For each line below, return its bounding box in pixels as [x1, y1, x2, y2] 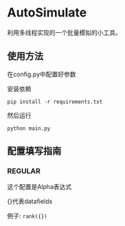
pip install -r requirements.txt [7, 98, 103, 105]
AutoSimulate [7, 5, 87, 21]
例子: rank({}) [7, 212, 48, 221]
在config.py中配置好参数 [7, 70, 77, 78]
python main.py [7, 125, 51, 132]
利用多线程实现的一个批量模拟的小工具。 [7, 28, 122, 36]
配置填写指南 [7, 146, 62, 157]
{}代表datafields [7, 197, 53, 205]
